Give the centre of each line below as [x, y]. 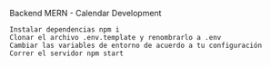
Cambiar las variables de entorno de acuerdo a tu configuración [135, 45]
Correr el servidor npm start [67, 53]
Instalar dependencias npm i [65, 30]
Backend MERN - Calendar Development [85, 13]
